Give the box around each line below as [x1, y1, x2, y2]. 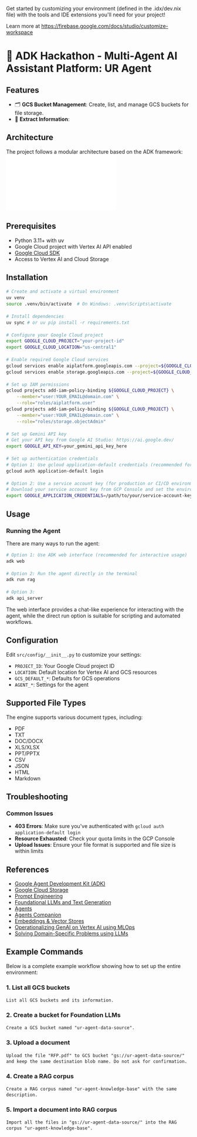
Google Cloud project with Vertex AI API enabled [14, 243, 132, 250]
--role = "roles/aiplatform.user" [16, 400, 96, 406]
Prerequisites [6, 221, 56, 231]
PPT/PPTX [14, 750, 40, 757]
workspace [6, 29, 33, 36]
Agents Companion [14, 911, 62, 918]
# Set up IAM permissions [6, 381, 69, 388]
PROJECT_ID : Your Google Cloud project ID [14, 662, 115, 669]
